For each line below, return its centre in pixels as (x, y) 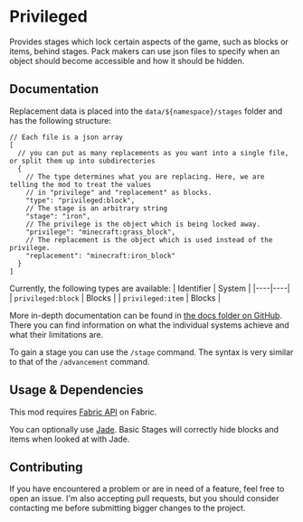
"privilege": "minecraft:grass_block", (101, 232)
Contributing (46, 467)
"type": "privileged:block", (80, 200)
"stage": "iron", (58, 216)
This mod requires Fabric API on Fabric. (83, 412)
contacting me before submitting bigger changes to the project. (128, 508)
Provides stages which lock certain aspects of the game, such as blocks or (149, 42)
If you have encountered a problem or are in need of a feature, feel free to (147, 489)
